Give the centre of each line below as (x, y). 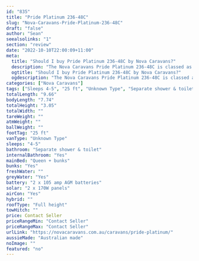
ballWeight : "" (25, 128)
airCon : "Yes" (24, 193)
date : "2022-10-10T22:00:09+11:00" (50, 50)
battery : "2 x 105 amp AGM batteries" (54, 183)
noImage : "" (21, 243)
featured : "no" (25, 249)
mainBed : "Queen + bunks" (38, 161)
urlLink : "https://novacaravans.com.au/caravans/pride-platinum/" (90, 232)
